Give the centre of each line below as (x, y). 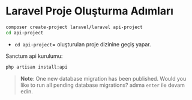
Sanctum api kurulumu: (34, 56)
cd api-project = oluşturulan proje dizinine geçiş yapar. (82, 44)
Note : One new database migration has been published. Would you (103, 78)
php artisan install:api (37, 67)
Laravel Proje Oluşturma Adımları (90, 11)
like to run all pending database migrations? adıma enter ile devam (103, 85)
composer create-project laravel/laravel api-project (74, 27)
